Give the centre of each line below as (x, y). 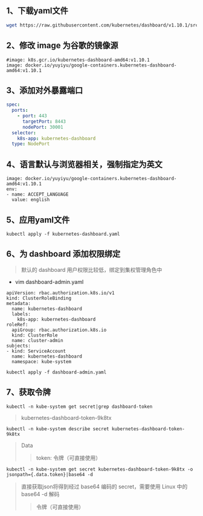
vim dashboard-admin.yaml (49, 282)
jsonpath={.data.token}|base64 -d (50, 474)
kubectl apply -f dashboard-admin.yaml (56, 372)
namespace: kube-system (41, 361)
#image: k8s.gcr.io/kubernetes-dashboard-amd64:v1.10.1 (78, 60)
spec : (13, 105)
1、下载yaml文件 (37, 11)
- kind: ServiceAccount (36, 351)
